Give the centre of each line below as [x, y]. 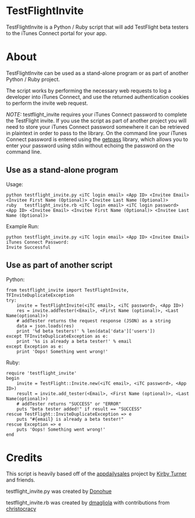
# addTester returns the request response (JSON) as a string [94, 321]
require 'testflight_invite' [41, 373]
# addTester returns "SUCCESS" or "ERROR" [69, 404]
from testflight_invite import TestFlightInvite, [68, 290]
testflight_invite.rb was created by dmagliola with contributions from [88, 503]
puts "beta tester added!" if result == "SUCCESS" [79, 409]
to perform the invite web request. [47, 103]
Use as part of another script [59, 265]
